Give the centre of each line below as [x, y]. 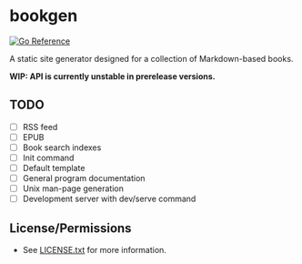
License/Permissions [70, 228]
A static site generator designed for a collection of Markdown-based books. [151, 58]
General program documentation [84, 178]
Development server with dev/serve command [109, 199]
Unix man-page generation [73, 188]
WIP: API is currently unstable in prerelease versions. [112, 76]
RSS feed [40, 127]
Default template [54, 168]
